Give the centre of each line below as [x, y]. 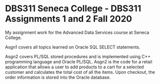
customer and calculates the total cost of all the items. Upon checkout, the [80, 72]
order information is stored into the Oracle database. [58, 77]
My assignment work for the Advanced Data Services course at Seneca [77, 32]
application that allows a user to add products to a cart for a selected [75, 67]
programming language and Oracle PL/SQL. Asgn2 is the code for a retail [79, 62]
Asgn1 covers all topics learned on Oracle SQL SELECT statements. [73, 47]
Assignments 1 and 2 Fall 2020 [69, 19]
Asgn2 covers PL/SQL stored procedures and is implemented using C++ [78, 56]
